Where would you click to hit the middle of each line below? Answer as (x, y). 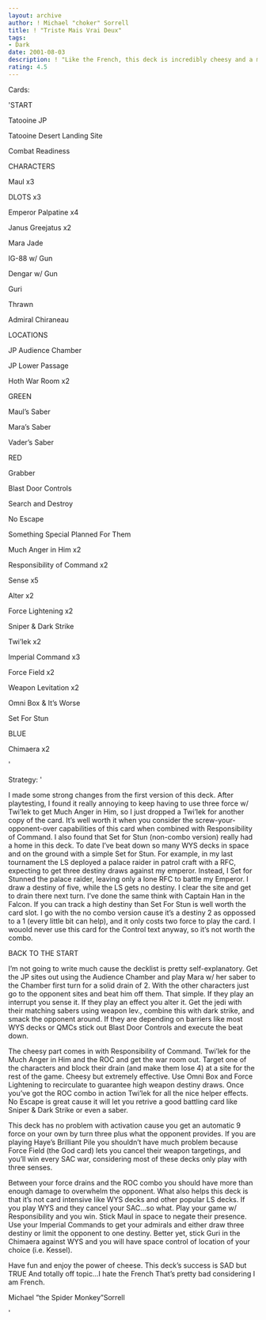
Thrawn (21, 304)
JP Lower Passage (38, 366)
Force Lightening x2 (41, 611)
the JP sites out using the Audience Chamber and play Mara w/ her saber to (132, 977)
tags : (17, 38)
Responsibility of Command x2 (58, 565)
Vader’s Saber (31, 442)
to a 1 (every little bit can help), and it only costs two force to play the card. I (132, 921)
